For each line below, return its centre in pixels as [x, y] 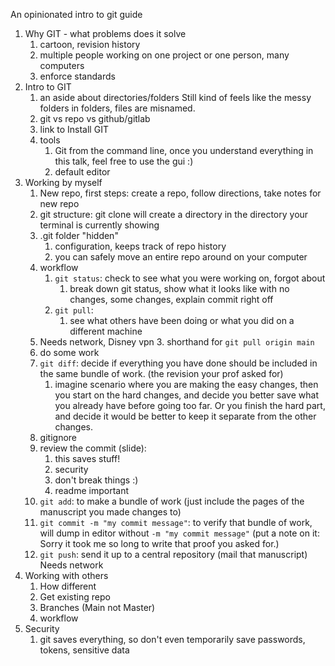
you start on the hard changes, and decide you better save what [186, 395]
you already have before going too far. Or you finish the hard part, [190, 405]
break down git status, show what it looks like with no [179, 288]
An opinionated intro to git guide [76, 14]
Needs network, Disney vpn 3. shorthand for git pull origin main [177, 342]
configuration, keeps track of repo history [140, 246]
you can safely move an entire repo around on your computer [181, 257]
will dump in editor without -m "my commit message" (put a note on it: [179, 533]
